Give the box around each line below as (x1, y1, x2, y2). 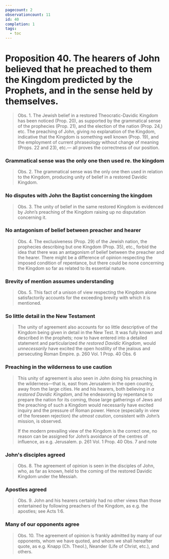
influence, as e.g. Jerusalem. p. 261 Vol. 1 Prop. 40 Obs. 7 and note (17, 438, 157, 445)
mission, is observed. (17, 418, 62, 424)
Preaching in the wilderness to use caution (5, 363, 112, 370)
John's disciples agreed (5, 451, 66, 458)
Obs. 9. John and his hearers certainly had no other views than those (17, 497, 161, 503)
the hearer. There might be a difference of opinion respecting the (17, 254, 153, 260)
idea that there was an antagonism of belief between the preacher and (17, 249, 164, 255)
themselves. (5, 96, 59, 107)
